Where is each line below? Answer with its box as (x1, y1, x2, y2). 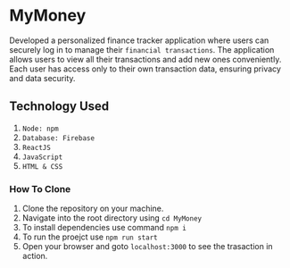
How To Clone (9, 182, 71, 195)
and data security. (9, 72, 76, 83)
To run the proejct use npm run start (21, 231, 158, 242)
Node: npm (21, 124, 60, 133)
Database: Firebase (21, 133, 95, 143)
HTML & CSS (21, 162, 63, 171)
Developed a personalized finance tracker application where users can (9, 35, 269, 46)
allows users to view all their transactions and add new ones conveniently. (9, 54, 282, 64)
